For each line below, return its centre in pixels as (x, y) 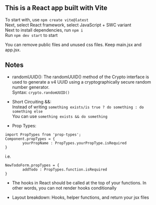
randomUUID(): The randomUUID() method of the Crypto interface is (80, 77)
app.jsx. (13, 50)
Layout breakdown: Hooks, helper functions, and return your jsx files (80, 197)
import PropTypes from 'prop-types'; (43, 135)
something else (27, 111)
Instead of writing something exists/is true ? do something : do (78, 107)
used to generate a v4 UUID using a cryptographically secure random (81, 82)
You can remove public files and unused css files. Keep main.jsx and (73, 44)
